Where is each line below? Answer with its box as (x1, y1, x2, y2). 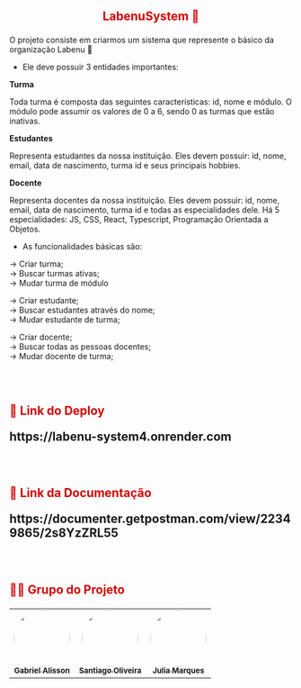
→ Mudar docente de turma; (9, 351, 114, 362)
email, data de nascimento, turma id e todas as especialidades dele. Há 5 (9, 204, 280, 215)
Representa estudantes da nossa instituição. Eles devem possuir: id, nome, (9, 150, 287, 161)
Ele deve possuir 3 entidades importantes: (22, 61, 179, 73)
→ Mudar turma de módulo (9, 277, 110, 289)
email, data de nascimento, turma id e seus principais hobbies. (9, 160, 241, 171)
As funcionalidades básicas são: (22, 241, 143, 252)
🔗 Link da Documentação (9, 485, 152, 501)
